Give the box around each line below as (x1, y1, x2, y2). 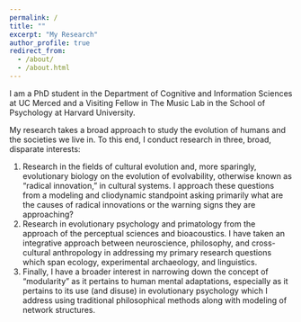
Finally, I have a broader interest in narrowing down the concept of (22, 266, 269, 277)
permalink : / (9, 13, 58, 22)
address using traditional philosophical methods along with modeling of (22, 294, 288, 306)
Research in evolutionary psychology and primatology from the (22, 218, 256, 229)
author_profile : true (9, 38, 91, 48)
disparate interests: (9, 143, 81, 154)
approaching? (22, 209, 74, 219)
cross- (251, 237, 276, 248)
